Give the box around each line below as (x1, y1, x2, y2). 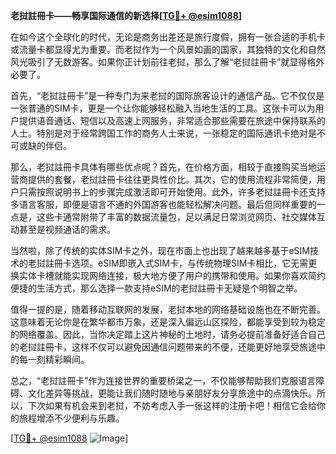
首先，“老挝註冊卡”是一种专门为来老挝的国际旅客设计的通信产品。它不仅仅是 (10, 90, 325, 101)
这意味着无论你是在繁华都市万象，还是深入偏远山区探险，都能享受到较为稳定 (10, 316, 326, 328)
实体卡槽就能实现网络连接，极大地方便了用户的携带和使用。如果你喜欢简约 (18, 270, 326, 281)
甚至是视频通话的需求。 (18, 224, 116, 235)
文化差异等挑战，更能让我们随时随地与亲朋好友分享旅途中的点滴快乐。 (27, 387, 317, 399)
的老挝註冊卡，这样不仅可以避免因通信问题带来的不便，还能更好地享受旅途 (10, 341, 317, 353)
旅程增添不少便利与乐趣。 (18, 412, 125, 424)
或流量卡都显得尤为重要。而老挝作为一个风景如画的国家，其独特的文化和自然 (10, 44, 326, 55)
